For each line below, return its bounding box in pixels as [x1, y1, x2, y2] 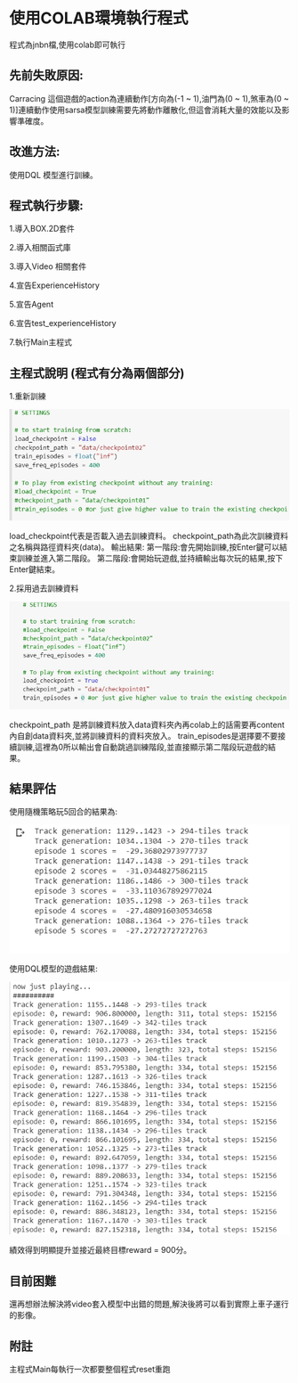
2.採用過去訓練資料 [9, 583, 79, 593]
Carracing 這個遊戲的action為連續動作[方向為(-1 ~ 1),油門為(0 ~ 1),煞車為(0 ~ [9, 93, 289, 103]
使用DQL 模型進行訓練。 [9, 169, 98, 180]
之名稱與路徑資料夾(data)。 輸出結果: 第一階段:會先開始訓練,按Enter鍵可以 [9, 541, 280, 552]
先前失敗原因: [9, 68, 85, 83]
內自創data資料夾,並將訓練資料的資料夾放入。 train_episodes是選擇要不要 [9, 730, 278, 741]
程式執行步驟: [9, 198, 85, 213]
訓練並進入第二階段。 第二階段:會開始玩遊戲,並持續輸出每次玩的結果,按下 [16, 552, 284, 563]
